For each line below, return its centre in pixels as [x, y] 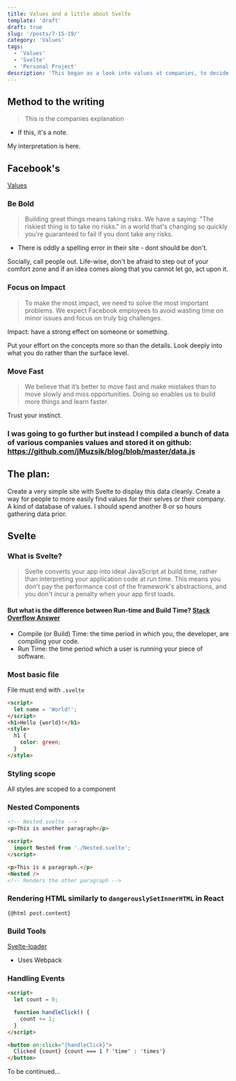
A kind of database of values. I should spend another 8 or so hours [105, 506]
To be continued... [34, 1072]
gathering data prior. [37, 514]
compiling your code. [48, 641]
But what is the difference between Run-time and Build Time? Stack [109, 611]
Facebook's [34, 168]
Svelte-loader [27, 946]
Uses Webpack [40, 960]
